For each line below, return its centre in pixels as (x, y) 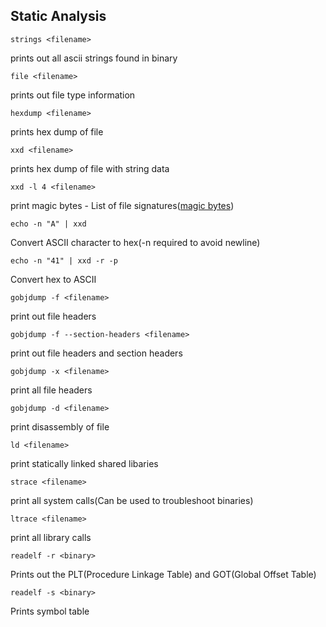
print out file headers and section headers (96, 353)
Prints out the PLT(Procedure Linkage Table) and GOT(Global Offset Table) (163, 574)
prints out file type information (73, 95)
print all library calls (51, 537)
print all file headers (51, 390)
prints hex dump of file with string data (90, 168)
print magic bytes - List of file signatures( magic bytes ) (122, 205)
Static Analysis (58, 16)
